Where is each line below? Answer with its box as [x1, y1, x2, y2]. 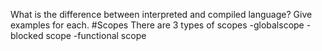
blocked [10, 30, 44, 41]
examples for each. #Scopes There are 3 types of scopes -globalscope [10, 19, 305, 31]
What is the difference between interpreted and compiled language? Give [10, 9, 313, 20]
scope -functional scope [45, 30, 147, 41]
